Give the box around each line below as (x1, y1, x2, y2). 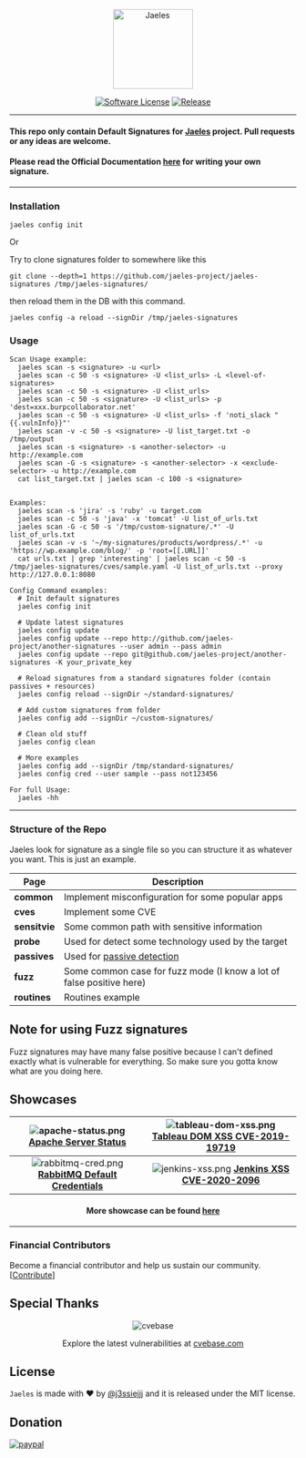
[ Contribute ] (9, 1269, 56, 1280)
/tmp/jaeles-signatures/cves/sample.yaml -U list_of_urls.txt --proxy (9, 562, 283, 571)
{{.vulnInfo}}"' (9, 419, 71, 428)
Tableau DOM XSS (151, 1130, 234, 1143)
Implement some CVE (63, 905, 157, 918)
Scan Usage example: (9, 355, 88, 364)
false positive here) (63, 976, 147, 989)
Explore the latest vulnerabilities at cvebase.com (62, 1338, 244, 1349)
